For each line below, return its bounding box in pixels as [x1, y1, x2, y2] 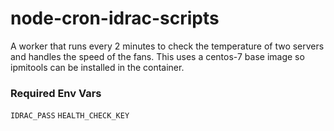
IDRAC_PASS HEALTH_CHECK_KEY [10, 111, 130, 121]
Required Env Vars [10, 86, 102, 100]
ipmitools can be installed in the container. [10, 61, 185, 73]
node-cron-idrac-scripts [10, 7, 220, 30]
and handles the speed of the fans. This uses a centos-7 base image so [10, 50, 305, 62]
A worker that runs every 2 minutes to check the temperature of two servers [10, 40, 325, 52]
